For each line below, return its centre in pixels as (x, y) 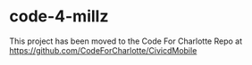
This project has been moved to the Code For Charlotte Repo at (126, 41)
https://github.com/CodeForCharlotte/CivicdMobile (103, 50)
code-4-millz (59, 16)
